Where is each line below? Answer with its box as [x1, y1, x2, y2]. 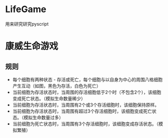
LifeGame [5, 4, 47, 15]
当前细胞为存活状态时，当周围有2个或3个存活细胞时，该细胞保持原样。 [12, 102, 159, 108]
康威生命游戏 [5, 40, 59, 52]
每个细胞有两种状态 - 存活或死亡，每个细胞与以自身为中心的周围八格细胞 [12, 76, 163, 82]
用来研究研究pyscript [5, 21, 49, 27]
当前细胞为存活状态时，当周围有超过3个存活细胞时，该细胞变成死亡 [12, 108, 152, 114]
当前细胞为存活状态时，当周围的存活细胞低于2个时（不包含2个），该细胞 [12, 89, 161, 95]
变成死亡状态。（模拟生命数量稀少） [12, 95, 86, 102]
